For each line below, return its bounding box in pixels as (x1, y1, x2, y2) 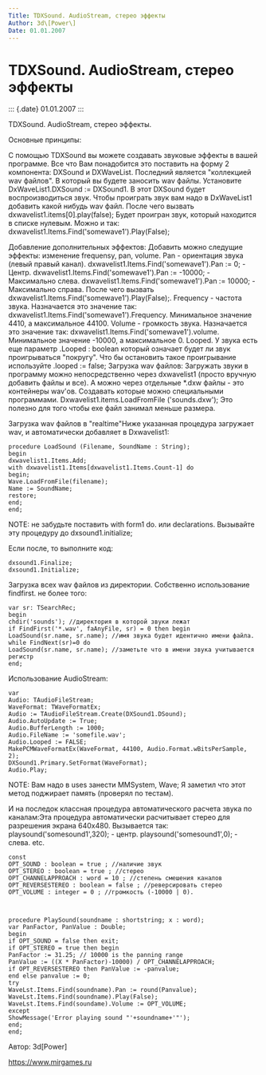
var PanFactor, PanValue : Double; (8, 923, 127, 931)
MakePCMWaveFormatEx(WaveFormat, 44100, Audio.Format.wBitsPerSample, (8, 745, 248, 753)
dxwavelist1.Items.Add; (8, 456, 88, 465)
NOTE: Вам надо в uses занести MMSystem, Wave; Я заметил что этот (8, 780, 246, 790)
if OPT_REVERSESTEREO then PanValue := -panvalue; (8, 965, 180, 974)
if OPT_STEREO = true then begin (8, 944, 119, 952)
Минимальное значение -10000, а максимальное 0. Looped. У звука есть (8, 336, 258, 346)
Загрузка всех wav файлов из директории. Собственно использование (8, 580, 250, 590)
